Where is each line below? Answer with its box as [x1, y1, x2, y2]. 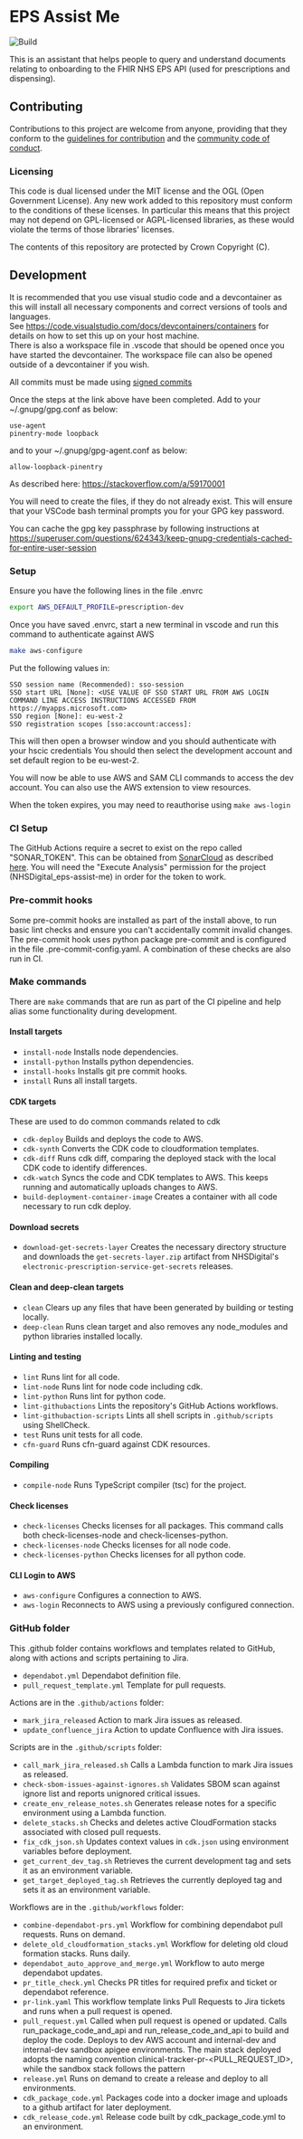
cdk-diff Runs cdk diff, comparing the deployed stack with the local [22, 1153, 277, 1164]
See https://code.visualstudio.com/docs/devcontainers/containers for [9, 320, 270, 331]
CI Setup [9, 821, 48, 834]
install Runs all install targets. [22, 1075, 137, 1086]
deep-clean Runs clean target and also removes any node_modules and [22, 1320, 289, 1331]
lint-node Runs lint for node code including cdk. [22, 1381, 204, 1392]
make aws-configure [9, 647, 83, 656]
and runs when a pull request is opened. [22, 2005, 174, 2016]
